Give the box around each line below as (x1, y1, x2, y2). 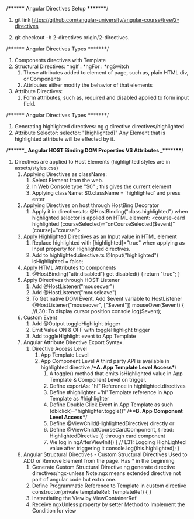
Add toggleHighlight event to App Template (32, 333, 136, 340)
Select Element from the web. (32, 177, 103, 184)
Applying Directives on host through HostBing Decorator (23, 202, 160, 209)
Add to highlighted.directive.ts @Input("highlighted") (32, 252, 159, 259)
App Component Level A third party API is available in (40, 358, 169, 364)
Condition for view (32, 507, 77, 514)
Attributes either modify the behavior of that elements (23, 82, 153, 89)
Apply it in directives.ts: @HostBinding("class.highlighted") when (32, 208, 188, 215)
